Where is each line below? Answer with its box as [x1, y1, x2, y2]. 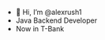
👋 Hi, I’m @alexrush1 [15, 8, 82, 16]
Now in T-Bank [15, 24, 65, 33]
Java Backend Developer [15, 16, 97, 25]
